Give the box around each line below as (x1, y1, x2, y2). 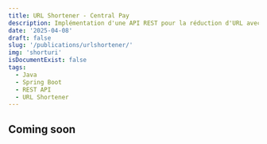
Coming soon (8, 123, 76, 136)
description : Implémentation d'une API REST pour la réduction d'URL (8, 19, 244, 27)
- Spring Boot (15, 78, 62, 86)
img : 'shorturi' (8, 49, 62, 56)
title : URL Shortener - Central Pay (8, 11, 130, 20)
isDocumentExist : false (8, 56, 87, 64)
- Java (15, 71, 37, 79)
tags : (8, 64, 26, 72)
